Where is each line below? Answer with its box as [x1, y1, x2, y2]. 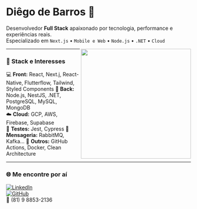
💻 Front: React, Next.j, [6, 71, 62, 78]
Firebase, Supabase [6, 119, 55, 126]
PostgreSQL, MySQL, [6, 98, 57, 105]
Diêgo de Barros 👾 [6, 5, 95, 19]
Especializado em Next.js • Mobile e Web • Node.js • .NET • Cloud [6, 37, 165, 44]
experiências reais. [6, 30, 52, 37]
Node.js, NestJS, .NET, [6, 92, 62, 99]
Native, [6, 79, 23, 87]
